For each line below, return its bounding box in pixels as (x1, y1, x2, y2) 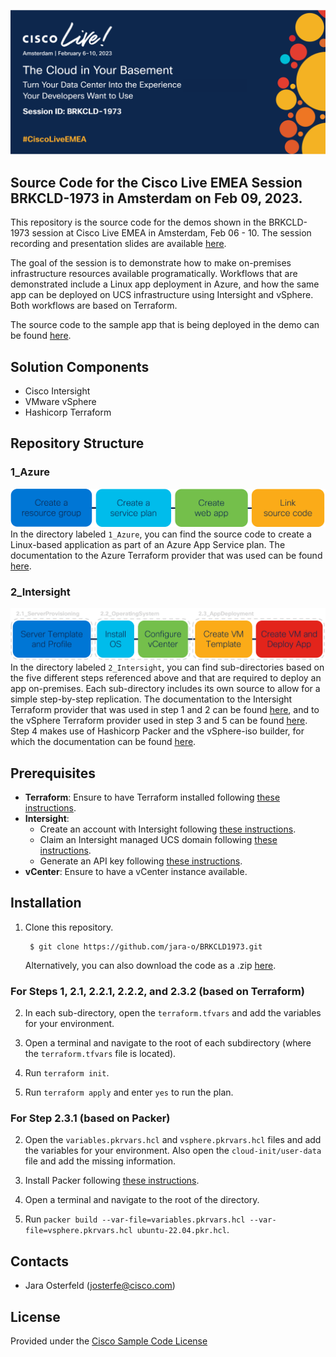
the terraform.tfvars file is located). (24, 1048, 177, 1060)
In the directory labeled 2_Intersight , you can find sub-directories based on (10, 661, 325, 674)
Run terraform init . (24, 1067, 110, 1079)
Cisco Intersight (24, 385, 91, 397)
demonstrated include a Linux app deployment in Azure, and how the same (10, 278, 320, 290)
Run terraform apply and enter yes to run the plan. (24, 1086, 234, 1099)
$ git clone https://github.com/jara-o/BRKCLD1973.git (29, 941, 263, 952)
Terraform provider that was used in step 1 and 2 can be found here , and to (10, 704, 320, 716)
